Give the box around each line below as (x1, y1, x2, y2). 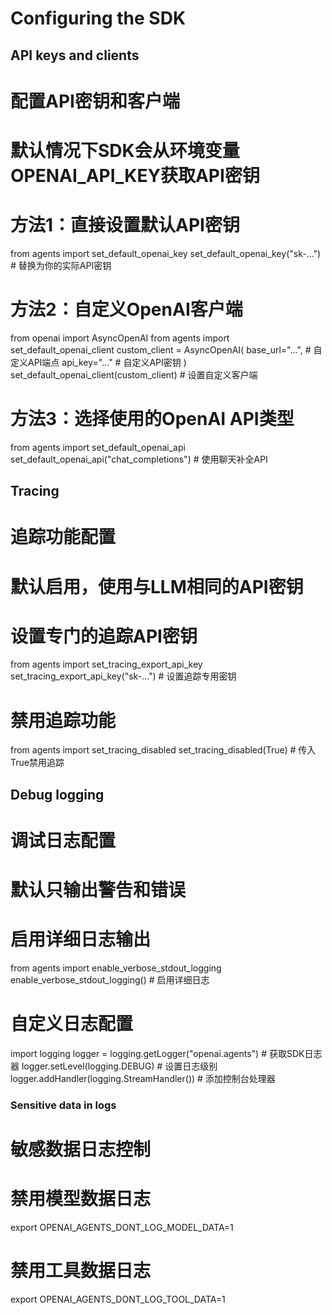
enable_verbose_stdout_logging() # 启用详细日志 (10, 974, 210, 986)
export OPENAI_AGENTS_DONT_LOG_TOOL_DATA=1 (10, 1293, 226, 1306)
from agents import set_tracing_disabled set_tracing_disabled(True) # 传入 (10, 744, 317, 756)
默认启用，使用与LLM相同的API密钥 (10, 575, 304, 598)
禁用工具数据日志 (10, 1260, 152, 1282)
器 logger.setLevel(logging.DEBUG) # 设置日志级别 (10, 1060, 218, 1072)
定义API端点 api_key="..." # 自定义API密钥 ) (10, 356, 187, 368)
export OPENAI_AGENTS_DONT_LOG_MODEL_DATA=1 (10, 1222, 234, 1234)
